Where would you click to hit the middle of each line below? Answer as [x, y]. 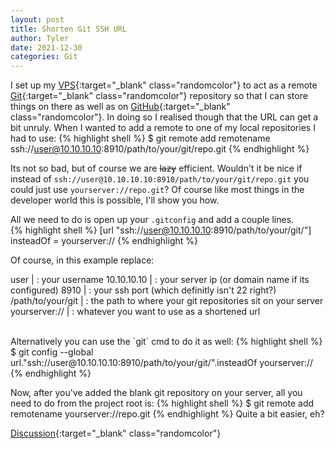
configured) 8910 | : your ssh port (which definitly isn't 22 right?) [143, 290]
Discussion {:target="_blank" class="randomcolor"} [116, 433]
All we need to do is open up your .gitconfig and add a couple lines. [152, 220]
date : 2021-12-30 [46, 47]
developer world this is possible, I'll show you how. [115, 200]
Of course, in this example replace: [82, 260]
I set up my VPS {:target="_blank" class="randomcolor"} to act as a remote [164, 85]
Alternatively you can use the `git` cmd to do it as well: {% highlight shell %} [166, 342]
